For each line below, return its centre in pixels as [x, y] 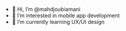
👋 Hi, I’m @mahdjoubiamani [46, 9]
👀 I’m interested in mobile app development [66, 15]
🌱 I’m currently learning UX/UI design [58, 22]
